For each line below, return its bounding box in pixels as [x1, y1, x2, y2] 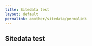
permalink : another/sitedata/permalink [5, 16, 87, 21]
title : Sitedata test [5, 7, 50, 12]
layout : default [5, 12, 38, 17]
